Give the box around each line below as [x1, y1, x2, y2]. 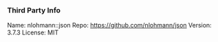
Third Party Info [7, 6, 61, 15]
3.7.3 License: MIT [7, 28, 59, 36]
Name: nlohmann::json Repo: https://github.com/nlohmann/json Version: [7, 21, 212, 30]
